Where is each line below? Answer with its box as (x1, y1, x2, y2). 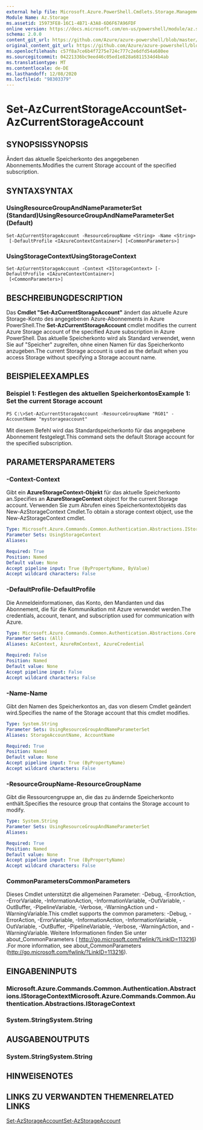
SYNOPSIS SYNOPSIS (6, 139, 89, 149)
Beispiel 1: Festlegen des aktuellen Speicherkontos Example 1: (6, 390, 191, 398)
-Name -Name (6, 689, 48, 697)
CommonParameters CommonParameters (6, 877, 131, 886)
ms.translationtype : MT (6, 59, 66, 65)
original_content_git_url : (6, 43, 74, 49)
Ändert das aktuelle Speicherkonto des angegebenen (6, 155, 139, 163)
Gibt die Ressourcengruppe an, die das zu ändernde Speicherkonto (6, 794, 174, 801)
